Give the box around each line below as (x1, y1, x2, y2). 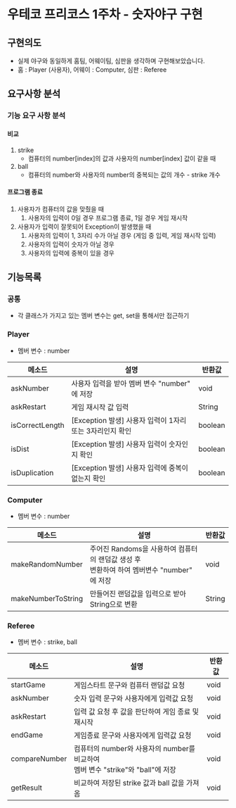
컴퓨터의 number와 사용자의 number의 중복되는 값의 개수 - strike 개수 (27, 170, 221, 179)
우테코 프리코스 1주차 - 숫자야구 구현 (7, 6, 203, 23)
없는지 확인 (71, 473, 106, 483)
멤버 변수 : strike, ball (17, 638, 77, 646)
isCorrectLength (11, 420, 65, 430)
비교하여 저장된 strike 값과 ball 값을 (73, 778, 185, 788)
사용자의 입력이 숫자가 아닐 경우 (27, 240, 114, 248)
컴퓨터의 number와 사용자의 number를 (73, 744, 195, 754)
